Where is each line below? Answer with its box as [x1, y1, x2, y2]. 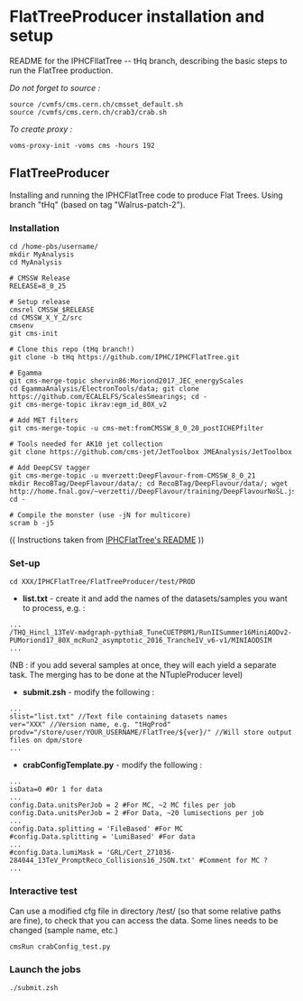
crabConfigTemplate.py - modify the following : [22, 760, 203, 771]
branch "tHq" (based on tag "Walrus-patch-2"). [9, 199, 186, 209]
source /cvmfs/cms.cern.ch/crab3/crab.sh [9, 107, 168, 116]
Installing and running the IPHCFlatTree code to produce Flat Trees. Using [9, 190, 284, 200]
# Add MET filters [9, 416, 78, 425]
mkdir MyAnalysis [9, 250, 75, 259]
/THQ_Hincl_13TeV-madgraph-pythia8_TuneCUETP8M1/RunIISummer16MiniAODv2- [9, 628, 293, 637]
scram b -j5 [9, 519, 54, 528]
